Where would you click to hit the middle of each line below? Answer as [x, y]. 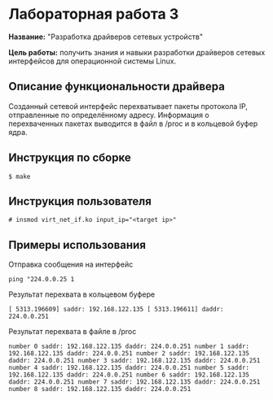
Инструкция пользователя [80, 201]
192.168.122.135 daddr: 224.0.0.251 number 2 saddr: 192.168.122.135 [129, 354]
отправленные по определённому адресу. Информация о [109, 115]
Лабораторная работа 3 [94, 14]
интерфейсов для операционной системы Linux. [92, 61]
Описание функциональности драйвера [117, 87]
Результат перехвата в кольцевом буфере [82, 294]
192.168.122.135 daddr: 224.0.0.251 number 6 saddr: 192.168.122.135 [129, 375]
